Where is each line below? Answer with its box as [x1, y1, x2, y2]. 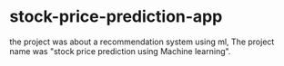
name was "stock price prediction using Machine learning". [9, 45, 231, 56]
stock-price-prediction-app [9, 6, 223, 27]
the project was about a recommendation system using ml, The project [9, 36, 275, 47]
